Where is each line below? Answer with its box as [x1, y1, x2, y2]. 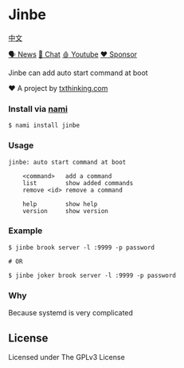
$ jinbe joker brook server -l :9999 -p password [8, 271, 177, 279]
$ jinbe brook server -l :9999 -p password [8, 243, 155, 251]
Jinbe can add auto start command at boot [8, 68, 149, 77]
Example [8, 225, 43, 236]
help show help [22, 200, 98, 208]
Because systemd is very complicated [8, 308, 134, 318]
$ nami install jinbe [8, 121, 80, 129]
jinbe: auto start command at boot [8, 158, 127, 166]
